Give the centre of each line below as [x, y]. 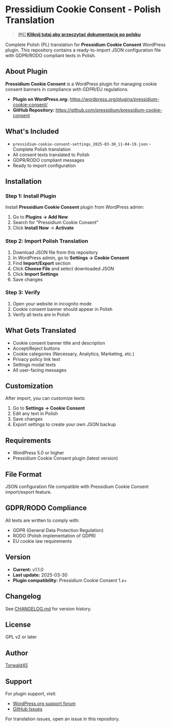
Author [17, 653]
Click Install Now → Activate [43, 228]
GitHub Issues [27, 709]
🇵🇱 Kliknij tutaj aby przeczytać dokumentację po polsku [79, 34]
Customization [29, 386]
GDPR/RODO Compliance [46, 508]
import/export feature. [29, 492]
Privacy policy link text [36, 359]
